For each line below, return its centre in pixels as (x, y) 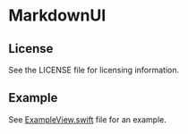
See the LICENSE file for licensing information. (94, 70)
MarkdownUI (57, 16)
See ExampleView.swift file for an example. (88, 119)
